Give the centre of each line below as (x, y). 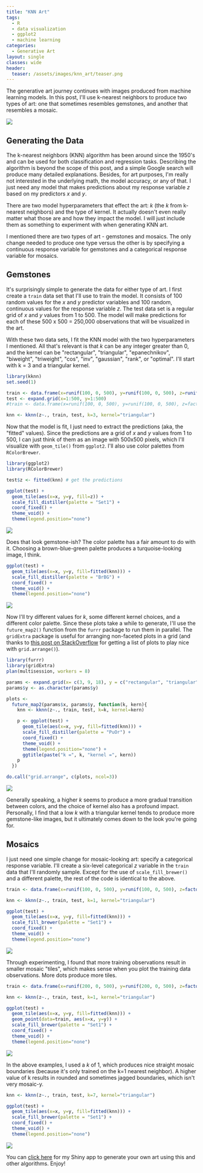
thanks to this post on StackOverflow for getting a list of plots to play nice (98, 642)
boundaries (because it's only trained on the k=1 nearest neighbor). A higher (101, 1071)
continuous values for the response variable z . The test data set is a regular (100, 309)
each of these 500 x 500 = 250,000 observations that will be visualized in (98, 321)
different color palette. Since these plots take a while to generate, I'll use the (101, 623)
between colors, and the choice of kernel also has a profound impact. (93, 806)
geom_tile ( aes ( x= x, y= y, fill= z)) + (58, 497)
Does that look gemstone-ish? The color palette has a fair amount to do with (101, 542)
